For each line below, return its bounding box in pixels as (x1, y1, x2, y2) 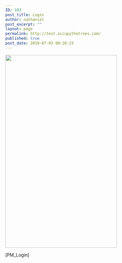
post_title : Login (5, 12, 44, 17)
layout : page (5, 27, 33, 32)
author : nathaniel (5, 17, 44, 22)
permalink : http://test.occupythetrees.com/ (5, 31, 101, 36)
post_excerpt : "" (5, 21, 42, 27)
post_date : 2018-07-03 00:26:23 (5, 41, 74, 46)
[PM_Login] (5, 252, 29, 258)
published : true (5, 36, 40, 41)
